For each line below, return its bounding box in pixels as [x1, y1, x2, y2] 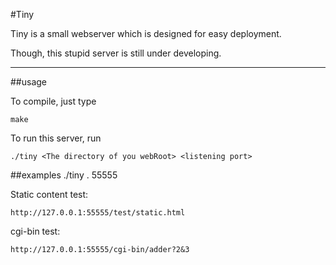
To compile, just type [10, 95, 97, 107]
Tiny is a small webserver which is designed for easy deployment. [10, 28, 282, 39]
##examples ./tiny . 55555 [10, 169, 118, 181]
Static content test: [10, 189, 89, 200]
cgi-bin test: [10, 225, 61, 237]
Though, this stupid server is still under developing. [10, 47, 222, 59]
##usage [10, 76, 48, 88]
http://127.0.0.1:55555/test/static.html [10, 208, 186, 218]
